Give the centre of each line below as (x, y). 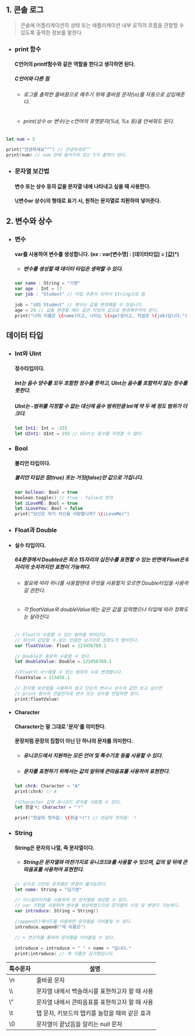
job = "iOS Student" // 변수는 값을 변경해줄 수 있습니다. (79, 305)
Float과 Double (36, 530)
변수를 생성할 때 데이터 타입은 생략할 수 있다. (73, 268)
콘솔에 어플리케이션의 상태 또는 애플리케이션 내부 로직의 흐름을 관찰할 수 (102, 25)
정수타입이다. (29, 369)
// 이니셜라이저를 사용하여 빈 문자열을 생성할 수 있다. (72, 900)
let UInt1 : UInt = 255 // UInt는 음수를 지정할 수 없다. (79, 434)
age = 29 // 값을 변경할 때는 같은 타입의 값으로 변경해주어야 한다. (87, 310)
